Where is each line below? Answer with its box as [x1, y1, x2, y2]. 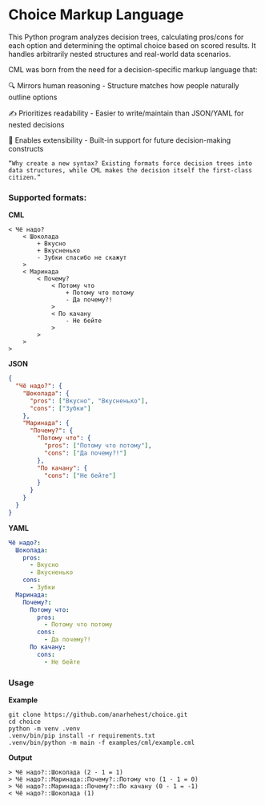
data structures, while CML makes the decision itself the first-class [8, 166, 252, 174]
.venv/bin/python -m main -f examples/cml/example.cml [8, 739, 195, 747]
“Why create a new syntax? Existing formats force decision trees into [8, 159, 252, 168]
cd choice [8, 718, 42, 726]
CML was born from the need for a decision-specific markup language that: [8, 64, 258, 74]
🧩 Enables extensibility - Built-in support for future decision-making [8, 135, 231, 145]
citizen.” [8, 173, 42, 181]
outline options [8, 92, 58, 102]
